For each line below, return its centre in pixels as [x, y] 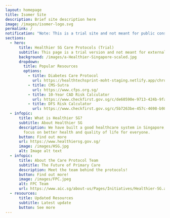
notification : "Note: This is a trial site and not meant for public [80, 33]
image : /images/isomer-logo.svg [39, 24]
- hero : [18, 43]
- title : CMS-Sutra [48, 85]
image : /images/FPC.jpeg [45, 179]
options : [33, 71]
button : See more [37, 207]
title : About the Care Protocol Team [58, 160]
